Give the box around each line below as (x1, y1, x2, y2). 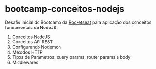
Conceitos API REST (12, 39, 53, 44)
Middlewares (12, 59, 39, 65)
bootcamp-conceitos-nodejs (5, 3, 125, 14)
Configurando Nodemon (12, 44, 61, 50)
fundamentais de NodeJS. (5, 24, 58, 30)
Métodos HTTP (12, 49, 43, 55)
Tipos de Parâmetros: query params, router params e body (12, 54, 131, 60)
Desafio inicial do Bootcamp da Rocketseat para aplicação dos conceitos (5, 19, 152, 25)
